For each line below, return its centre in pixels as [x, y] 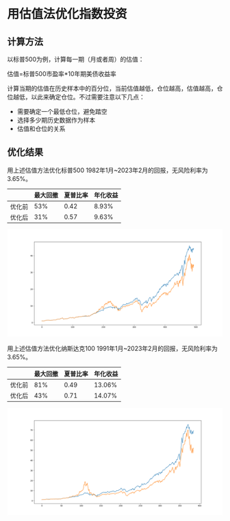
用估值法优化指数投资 [67, 14]
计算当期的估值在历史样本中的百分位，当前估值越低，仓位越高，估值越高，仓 [115, 88]
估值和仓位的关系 [41, 129]
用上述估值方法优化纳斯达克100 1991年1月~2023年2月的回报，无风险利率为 [112, 349]
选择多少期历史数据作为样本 [56, 120]
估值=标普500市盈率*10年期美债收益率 [62, 74]
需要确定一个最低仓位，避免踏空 [62, 111]
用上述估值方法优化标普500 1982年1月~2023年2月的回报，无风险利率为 [108, 170]
